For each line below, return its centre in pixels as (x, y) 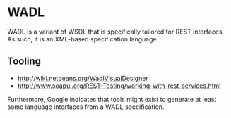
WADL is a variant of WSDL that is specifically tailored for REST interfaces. (116, 32)
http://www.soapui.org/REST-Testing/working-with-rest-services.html (119, 86)
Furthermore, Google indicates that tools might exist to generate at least (112, 99)
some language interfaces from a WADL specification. (86, 107)
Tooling (24, 61)
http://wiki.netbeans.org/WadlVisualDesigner (83, 78)
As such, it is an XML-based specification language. (83, 39)
